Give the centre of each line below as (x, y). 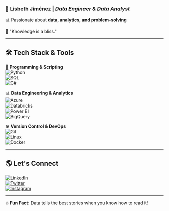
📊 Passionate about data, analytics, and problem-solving (66, 20)
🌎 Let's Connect (32, 163)
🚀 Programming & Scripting (34, 67)
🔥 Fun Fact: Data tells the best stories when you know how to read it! (77, 203)
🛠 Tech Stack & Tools (40, 52)
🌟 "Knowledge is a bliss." (31, 31)
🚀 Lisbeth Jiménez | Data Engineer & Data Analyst (67, 9)
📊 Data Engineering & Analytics (39, 93)
